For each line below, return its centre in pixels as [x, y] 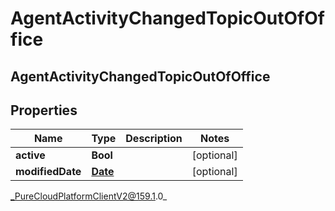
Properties [44, 110]
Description [154, 139]
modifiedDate [48, 172]
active [30, 155]
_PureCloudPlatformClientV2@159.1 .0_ [89, 196]
